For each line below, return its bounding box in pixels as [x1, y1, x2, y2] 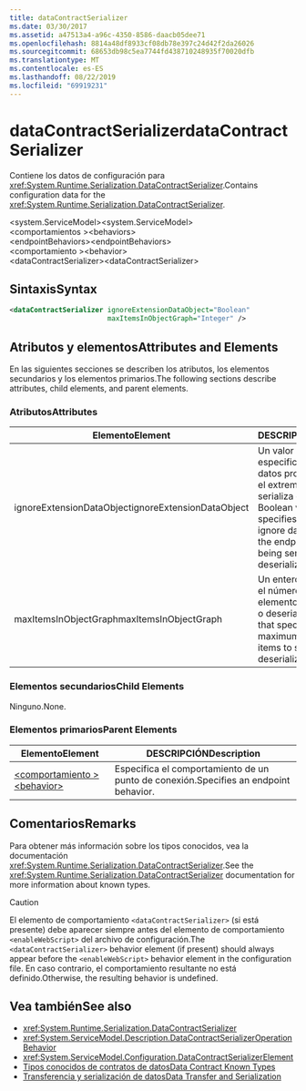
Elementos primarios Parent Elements [9, 723, 178, 736]
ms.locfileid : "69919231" [9, 81, 107, 90]
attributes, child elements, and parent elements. [9, 382, 189, 393]
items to [258, 641, 293, 654]
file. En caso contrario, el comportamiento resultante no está [9, 963, 237, 974]
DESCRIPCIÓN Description [146, 747, 261, 760]
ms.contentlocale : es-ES [9, 65, 104, 74]
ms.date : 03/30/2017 [9, 22, 88, 31]
